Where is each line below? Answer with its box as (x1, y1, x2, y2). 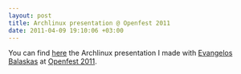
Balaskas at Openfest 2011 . (8, 56, 98, 66)
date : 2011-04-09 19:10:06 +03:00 (8, 26, 125, 34)
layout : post (8, 11, 52, 20)
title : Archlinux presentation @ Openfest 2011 (8, 19, 171, 27)
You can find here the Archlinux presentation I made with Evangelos (8, 49, 233, 58)
